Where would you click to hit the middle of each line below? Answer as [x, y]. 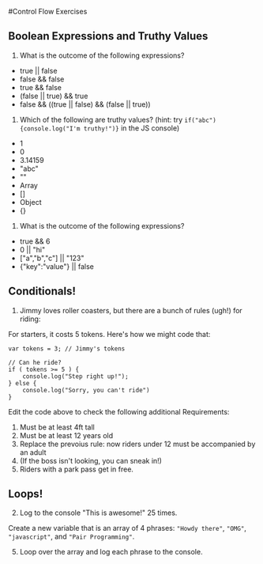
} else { [23, 383]
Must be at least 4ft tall [57, 427]
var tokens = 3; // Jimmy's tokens [67, 348]
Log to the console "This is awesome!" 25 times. [98, 513]
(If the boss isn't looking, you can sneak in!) [90, 460]
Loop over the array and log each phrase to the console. [111, 552]
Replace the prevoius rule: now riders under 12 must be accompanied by [137, 444]
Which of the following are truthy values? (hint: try [101, 119]
